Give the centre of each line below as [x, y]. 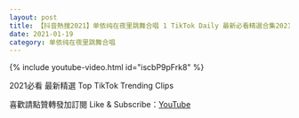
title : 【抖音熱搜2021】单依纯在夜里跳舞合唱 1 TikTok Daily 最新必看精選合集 [142, 26]
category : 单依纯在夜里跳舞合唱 [62, 42]
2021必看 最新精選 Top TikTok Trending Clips [92, 86]
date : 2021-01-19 [41, 34]
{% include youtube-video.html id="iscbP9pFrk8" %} [107, 67]
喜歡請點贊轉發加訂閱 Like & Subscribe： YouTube [100, 105]
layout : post [33, 17]
